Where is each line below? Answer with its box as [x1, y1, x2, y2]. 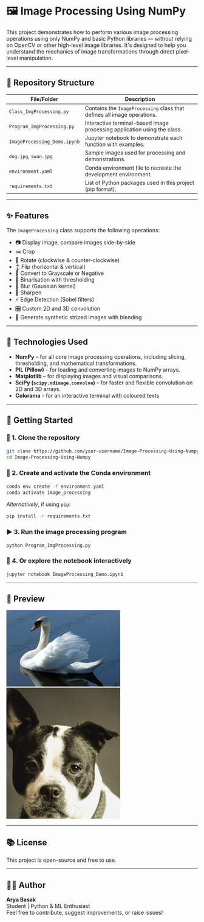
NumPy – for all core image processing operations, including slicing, [15, 353, 186, 360]
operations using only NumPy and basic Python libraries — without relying [6, 35, 192, 42]
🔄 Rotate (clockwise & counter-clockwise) [15, 257, 120, 264]
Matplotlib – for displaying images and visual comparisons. [15, 372, 164, 380]
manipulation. [19, 54, 53, 61]
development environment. [84, 170, 152, 178]
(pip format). [84, 185, 117, 193]
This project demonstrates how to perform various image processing [6, 28, 178, 36]
